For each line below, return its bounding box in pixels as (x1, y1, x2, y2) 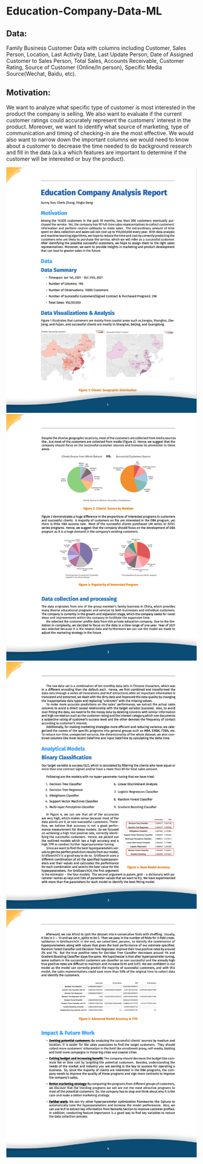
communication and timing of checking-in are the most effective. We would (6, 129, 194, 137)
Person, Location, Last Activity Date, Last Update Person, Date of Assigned (6, 51, 193, 58)
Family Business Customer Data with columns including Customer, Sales (6, 44, 186, 51)
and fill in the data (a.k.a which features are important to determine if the (6, 148, 187, 156)
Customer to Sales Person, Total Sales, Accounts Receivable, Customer (6, 58, 184, 64)
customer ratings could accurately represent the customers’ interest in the (6, 116, 192, 123)
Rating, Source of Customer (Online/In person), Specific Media (6, 64, 162, 71)
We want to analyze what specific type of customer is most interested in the (6, 104, 196, 111)
